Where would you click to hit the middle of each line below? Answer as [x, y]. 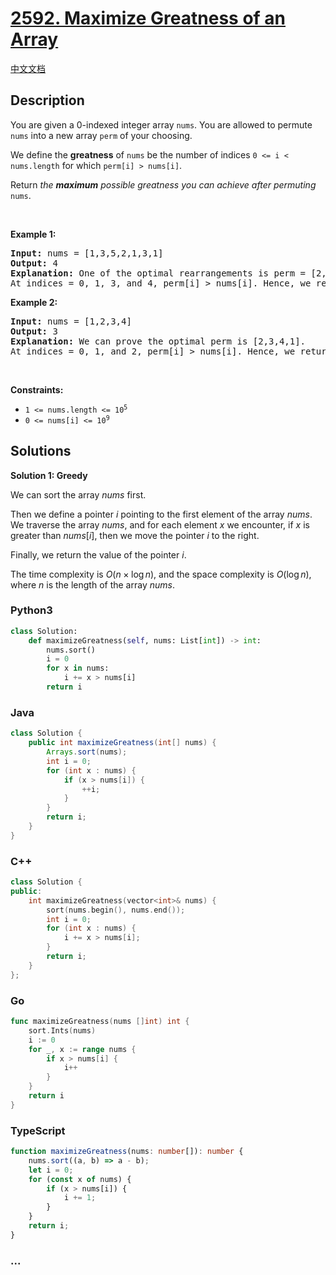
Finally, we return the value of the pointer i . [98, 554]
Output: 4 [34, 263]
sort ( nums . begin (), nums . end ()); [116, 910]
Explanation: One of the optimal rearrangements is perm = [158, 273]
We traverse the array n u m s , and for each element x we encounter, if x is [160, 524]
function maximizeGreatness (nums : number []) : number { [127, 1152]
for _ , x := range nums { [82, 1049]
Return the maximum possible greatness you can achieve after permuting [163, 184]
